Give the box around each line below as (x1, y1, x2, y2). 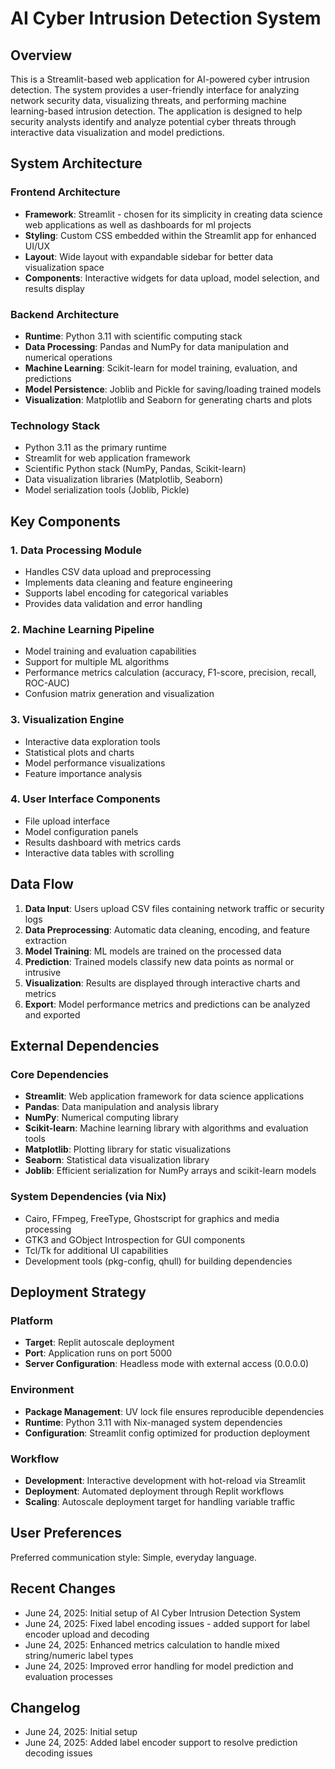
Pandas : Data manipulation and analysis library (24, 1101, 220, 1113)
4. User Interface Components (10, 792, 161, 806)
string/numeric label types (24, 1649, 134, 1661)
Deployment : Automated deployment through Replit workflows (24, 1485, 285, 1497)
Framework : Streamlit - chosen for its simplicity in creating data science (24, 208, 323, 220)
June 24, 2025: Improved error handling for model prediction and (24, 1660, 294, 1672)
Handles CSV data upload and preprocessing (24, 565, 212, 577)
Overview (10, 47, 73, 64)
